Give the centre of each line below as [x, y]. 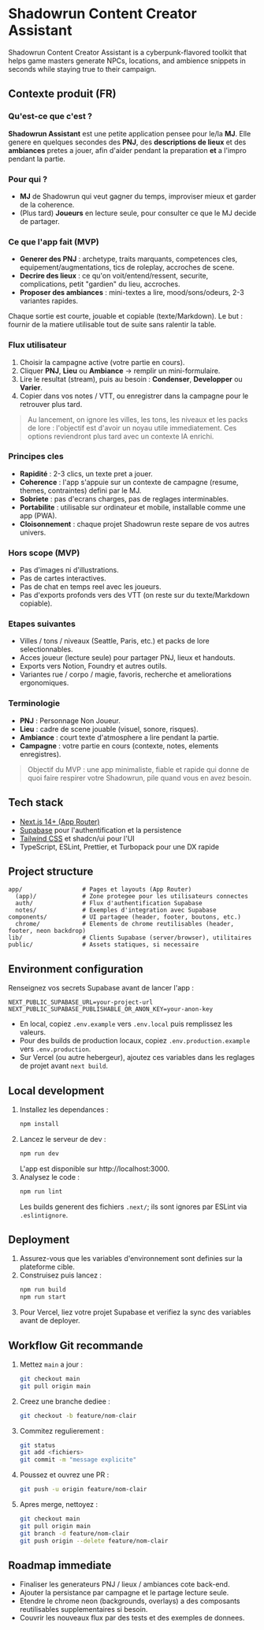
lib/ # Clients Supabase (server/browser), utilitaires [130, 938]
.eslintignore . [44, 1214]
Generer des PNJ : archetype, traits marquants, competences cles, [128, 259]
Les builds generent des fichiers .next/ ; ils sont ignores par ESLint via [133, 1207]
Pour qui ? [28, 179]
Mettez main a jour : [51, 1364]
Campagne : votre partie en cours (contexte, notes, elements [119, 745]
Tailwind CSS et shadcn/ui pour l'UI [77, 838]
